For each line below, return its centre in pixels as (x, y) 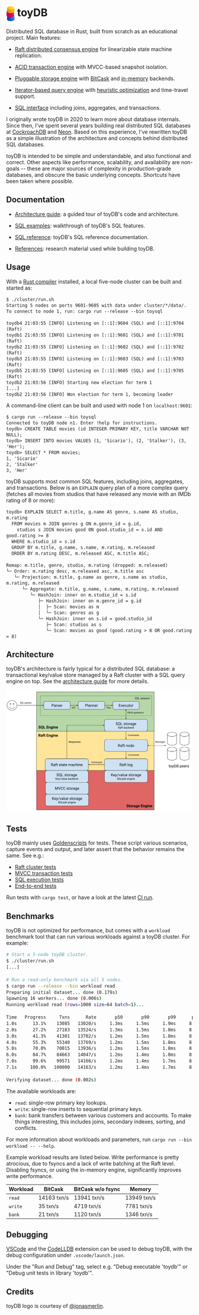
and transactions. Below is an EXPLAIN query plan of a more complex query (97, 488)
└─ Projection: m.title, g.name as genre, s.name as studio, (91, 577)
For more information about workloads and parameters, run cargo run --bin (99, 1139)
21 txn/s (49, 1214)
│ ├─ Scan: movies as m (68, 607)
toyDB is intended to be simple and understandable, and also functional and (99, 156)
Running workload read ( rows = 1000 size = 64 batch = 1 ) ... (75, 1005)
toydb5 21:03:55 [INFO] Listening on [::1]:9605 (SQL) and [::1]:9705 (95, 371)
